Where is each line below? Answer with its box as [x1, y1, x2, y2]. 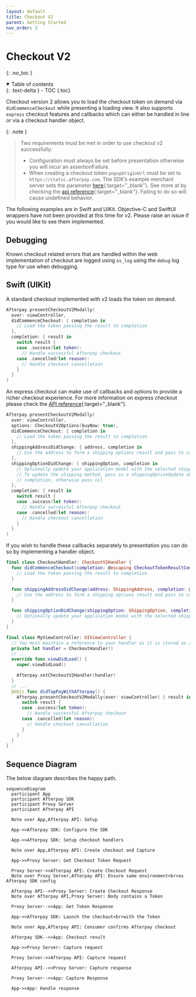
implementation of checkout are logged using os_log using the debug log [6, 257, 180, 264]
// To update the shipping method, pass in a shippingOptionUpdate [16, 471, 184, 477]
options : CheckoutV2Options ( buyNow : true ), [11, 422, 118, 429]
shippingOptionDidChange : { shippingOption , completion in [11, 460, 158, 467]
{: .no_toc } [6, 70, 33, 77]
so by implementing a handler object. [6, 548, 95, 556]
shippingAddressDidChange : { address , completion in [11, 444, 142, 450]
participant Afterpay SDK [11, 796, 75, 802]
